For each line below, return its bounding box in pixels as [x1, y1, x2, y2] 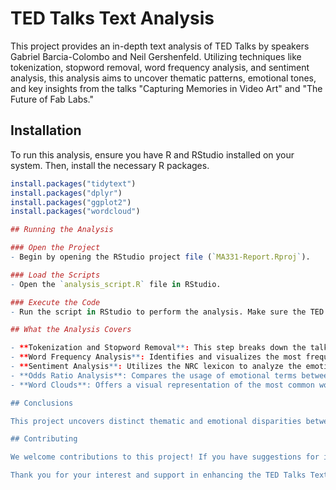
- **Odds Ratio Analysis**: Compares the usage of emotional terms [10, 370, 298, 381]
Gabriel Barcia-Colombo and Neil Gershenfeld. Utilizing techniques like [10, 50, 302, 62]
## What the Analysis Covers [10, 325, 132, 335]
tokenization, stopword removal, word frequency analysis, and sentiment [10, 61, 310, 73]
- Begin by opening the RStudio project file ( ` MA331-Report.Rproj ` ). [10, 252, 311, 262]
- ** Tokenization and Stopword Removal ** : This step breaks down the [10, 343, 307, 353]
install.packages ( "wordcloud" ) [10, 207, 141, 217]
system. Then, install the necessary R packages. [10, 159, 210, 171]
